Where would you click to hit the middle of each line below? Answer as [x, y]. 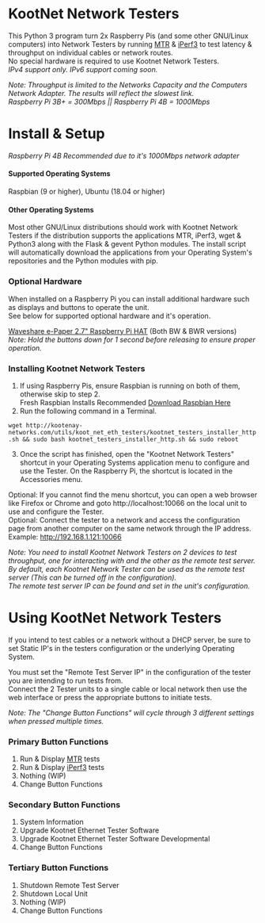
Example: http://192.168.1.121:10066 [65, 537]
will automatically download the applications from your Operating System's [131, 253]
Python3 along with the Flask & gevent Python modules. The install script [127, 244]
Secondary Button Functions [64, 805]
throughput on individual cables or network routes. [91, 52]
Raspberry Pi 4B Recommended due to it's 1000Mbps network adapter [124, 155]
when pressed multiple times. [56, 721]
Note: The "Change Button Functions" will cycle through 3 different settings [131, 712]
